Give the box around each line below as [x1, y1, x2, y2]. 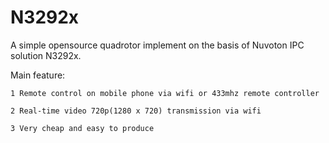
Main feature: [10, 69, 66, 81]
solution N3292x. [10, 49, 82, 61]
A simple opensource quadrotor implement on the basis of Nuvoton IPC [10, 39, 305, 51]
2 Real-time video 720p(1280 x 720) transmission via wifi [10, 106, 262, 116]
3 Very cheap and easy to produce [10, 123, 155, 133]
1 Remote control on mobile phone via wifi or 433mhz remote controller [10, 88, 320, 98]
